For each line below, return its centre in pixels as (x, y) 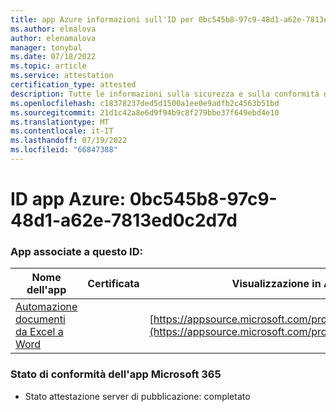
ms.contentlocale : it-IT (62, 131)
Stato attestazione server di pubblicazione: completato (137, 396)
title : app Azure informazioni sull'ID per (102, 19)
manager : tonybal (46, 47)
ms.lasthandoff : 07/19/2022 (69, 141)
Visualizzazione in (276, 284)
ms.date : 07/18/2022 (53, 57)
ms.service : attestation (62, 76)
